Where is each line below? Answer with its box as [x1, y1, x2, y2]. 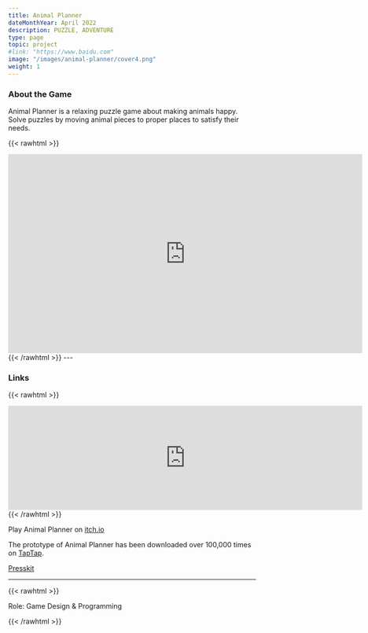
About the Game [8, 88, 72, 99]
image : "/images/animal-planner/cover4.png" [8, 56, 156, 64]
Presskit [8, 564, 35, 573]
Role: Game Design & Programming [8, 602, 123, 611]
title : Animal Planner [8, 11, 83, 20]
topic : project [8, 41, 58, 49]
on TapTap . [8, 548, 45, 558]
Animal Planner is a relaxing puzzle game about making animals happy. [8, 107, 238, 116]
